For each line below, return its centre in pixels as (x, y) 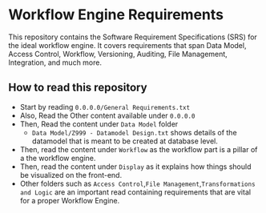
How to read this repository (78, 88)
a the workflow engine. (58, 158)
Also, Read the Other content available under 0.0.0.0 (107, 115)
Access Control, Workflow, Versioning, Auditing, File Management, (118, 54)
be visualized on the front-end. (71, 175)
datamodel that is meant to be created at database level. (125, 141)
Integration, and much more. (55, 62)
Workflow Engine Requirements (116, 15)
